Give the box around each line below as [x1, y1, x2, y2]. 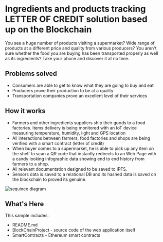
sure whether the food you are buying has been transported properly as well [5, 50, 158, 56]
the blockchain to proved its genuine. [12, 176, 87, 182]
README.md [12, 222, 38, 228]
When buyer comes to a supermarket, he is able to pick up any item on [12, 145, 154, 151]
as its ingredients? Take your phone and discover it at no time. [5, 55, 129, 61]
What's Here [5, 200, 44, 208]
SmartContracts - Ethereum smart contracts [12, 232, 101, 238]
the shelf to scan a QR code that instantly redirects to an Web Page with [12, 150, 157, 156]
